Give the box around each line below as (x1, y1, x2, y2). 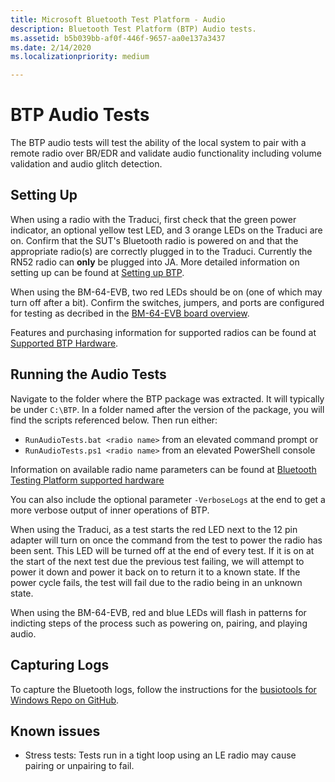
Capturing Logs (10, 657, 110, 674)
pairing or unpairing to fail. (24, 760, 135, 772)
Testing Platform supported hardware (10, 474, 165, 486)
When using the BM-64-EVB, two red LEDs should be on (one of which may (10, 286, 323, 298)
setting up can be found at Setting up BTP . (10, 266, 185, 278)
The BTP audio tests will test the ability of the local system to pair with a (10, 137, 307, 149)
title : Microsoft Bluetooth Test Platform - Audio (10, 14, 226, 25)
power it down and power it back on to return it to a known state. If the (10, 566, 301, 578)
